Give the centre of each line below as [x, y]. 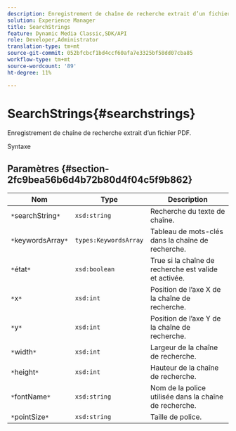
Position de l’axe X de [185, 290]
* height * [25, 372]
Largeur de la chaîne [184, 347]
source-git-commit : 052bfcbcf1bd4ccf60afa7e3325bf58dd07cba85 [100, 53]
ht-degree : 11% [29, 72]
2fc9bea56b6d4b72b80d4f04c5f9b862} [100, 180]
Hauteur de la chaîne [184, 368]
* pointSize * [30, 417]
